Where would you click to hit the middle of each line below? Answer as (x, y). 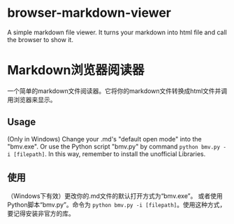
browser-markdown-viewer (89, 13)
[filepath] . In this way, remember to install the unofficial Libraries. (110, 154)
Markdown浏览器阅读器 (76, 70)
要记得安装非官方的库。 (41, 213)
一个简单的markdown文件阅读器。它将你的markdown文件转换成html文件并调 (117, 91)
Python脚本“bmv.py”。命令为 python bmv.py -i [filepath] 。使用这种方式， (117, 204)
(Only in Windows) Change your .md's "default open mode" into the (104, 139)
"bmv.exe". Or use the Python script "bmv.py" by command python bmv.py (114, 146)
